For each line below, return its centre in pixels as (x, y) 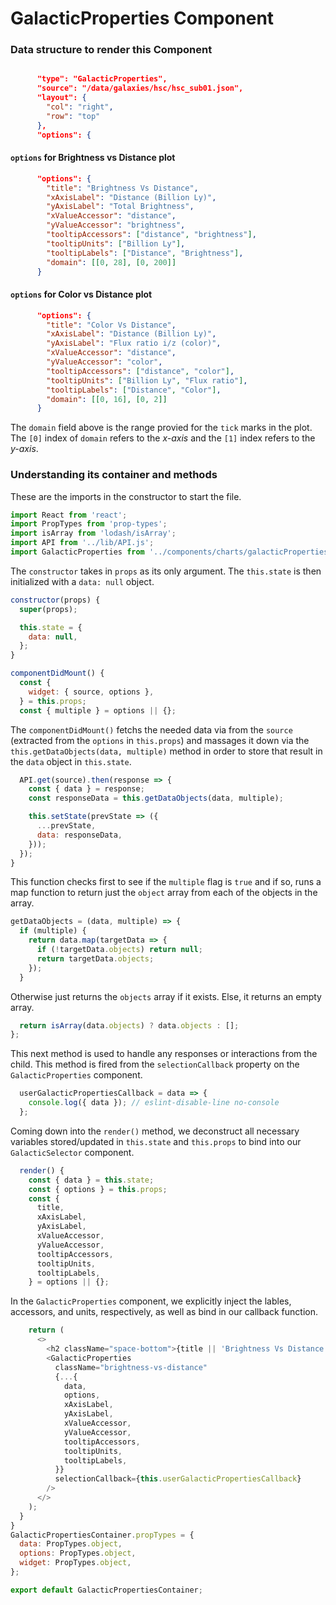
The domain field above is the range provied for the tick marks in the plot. (161, 428)
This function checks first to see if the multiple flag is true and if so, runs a (166, 882)
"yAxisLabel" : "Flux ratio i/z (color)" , (134, 343)
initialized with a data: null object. (82, 581)
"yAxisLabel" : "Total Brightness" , (120, 207)
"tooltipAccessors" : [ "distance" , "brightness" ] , (151, 235)
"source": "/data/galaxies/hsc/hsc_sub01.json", (140, 88)
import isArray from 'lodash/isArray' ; (93, 533)
